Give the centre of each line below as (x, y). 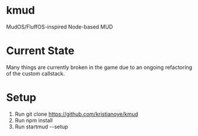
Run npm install (34, 120)
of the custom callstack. (36, 73)
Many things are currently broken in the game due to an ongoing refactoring (99, 67)
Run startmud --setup (41, 126)
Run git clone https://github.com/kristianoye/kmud (76, 114)
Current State (40, 51)
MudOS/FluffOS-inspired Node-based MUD (59, 27)
